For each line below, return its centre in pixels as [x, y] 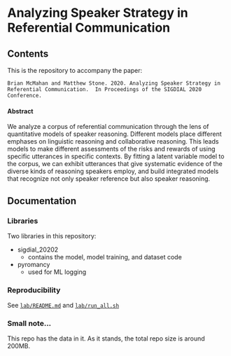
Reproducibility [34, 290]
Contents [28, 54]
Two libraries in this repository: [52, 235]
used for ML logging [57, 272]
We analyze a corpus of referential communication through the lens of [108, 127]
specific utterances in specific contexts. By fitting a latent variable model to [116, 156]
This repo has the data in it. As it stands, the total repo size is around [106, 338]
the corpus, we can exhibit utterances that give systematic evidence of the [115, 164]
